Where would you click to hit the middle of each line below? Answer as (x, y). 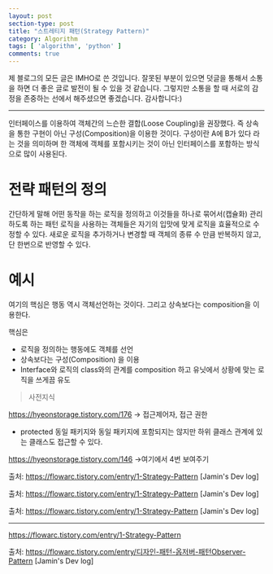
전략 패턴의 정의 (58, 190)
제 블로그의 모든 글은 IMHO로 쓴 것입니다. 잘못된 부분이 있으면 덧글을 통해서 (128, 78)
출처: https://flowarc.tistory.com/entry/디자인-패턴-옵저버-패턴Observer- (127, 551)
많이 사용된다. (45, 154)
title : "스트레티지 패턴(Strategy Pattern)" (79, 31)
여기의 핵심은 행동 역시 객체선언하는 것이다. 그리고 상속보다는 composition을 (130, 304)
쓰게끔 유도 (53, 379)
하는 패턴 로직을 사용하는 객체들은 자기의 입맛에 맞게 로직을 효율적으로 (141, 224)
